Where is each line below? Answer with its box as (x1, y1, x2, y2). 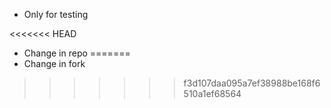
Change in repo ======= (23, 47, 131, 59)
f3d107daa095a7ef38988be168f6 (183, 77, 321, 89)
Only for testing (23, 9, 89, 20)
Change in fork (23, 58, 86, 69)
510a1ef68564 (183, 88, 242, 99)
